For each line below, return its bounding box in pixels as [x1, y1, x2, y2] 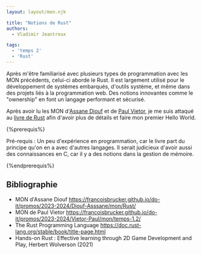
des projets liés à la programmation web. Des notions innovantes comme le [6, 89, 194, 96]
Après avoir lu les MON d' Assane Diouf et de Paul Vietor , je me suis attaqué [6, 107, 194, 115]
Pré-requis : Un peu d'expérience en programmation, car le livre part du [6, 137, 186, 144]
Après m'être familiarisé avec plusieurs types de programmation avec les [6, 70, 189, 77]
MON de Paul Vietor [15, 209, 65, 216]
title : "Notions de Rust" [6, 19, 71, 26]
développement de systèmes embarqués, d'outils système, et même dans [6, 82, 191, 90]
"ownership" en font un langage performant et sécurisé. [6, 95, 146, 103]
